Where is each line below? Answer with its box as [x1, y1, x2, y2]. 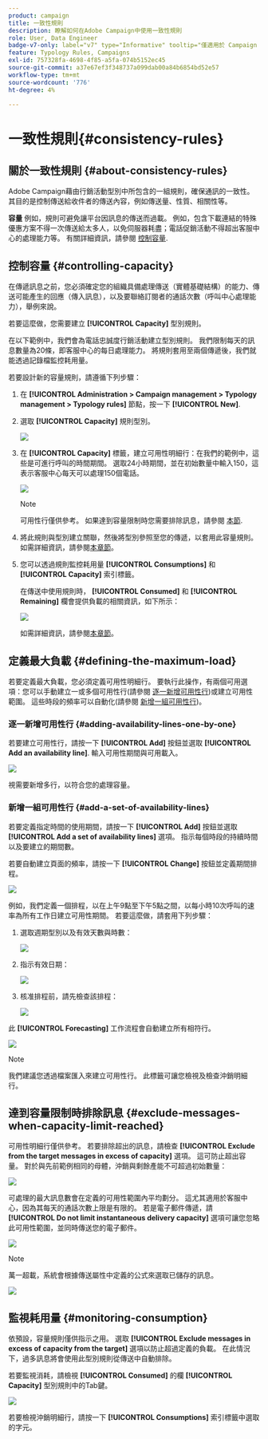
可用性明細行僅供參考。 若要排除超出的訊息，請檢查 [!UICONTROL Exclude [8, 1141, 255, 1151]
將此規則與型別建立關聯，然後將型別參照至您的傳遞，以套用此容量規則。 [19, 532, 258, 543]
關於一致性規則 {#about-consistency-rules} [8, 164, 228, 177]
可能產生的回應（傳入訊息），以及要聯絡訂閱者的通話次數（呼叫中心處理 [14, 292, 250, 302]
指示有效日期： [19, 959, 69, 969]
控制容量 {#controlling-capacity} [8, 259, 174, 272]
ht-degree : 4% [8, 85, 56, 94]
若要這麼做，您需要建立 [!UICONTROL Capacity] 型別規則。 [8, 318, 206, 328]
